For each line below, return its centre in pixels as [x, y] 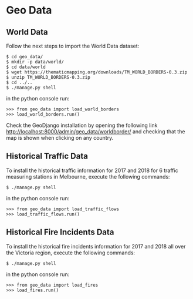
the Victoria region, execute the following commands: [71, 253]
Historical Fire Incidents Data [60, 232]
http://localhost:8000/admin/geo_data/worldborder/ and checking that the [96, 132]
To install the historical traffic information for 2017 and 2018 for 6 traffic [92, 170]
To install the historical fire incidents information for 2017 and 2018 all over [96, 246]
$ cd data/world [26, 67]
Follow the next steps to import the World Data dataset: [73, 46]
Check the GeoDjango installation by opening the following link [82, 125]
